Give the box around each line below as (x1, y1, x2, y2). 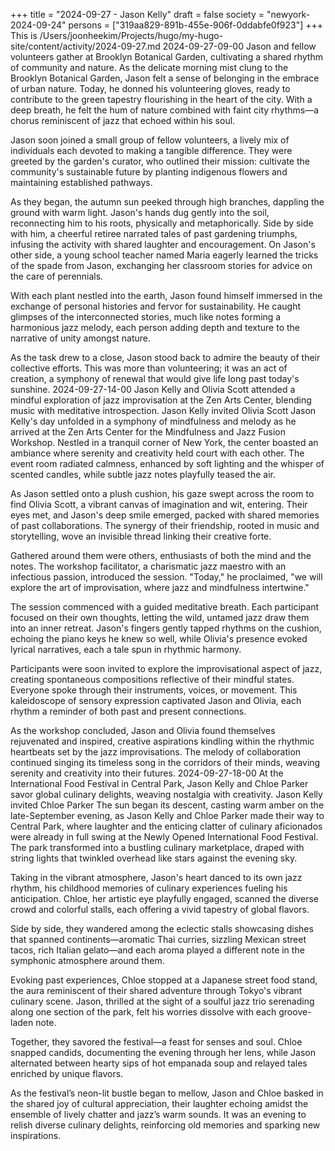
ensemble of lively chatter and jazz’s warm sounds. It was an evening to (10, 1109, 307, 1120)
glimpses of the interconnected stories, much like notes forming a (10, 311, 282, 323)
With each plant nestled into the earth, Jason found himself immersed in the (10, 290, 323, 301)
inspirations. (10, 1130, 62, 1141)
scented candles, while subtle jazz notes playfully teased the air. (10, 469, 276, 480)
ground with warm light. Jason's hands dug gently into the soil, (10, 207, 270, 218)
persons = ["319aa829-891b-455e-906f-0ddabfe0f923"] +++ (68, 19, 324, 31)
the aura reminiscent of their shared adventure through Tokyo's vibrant (10, 985, 303, 996)
